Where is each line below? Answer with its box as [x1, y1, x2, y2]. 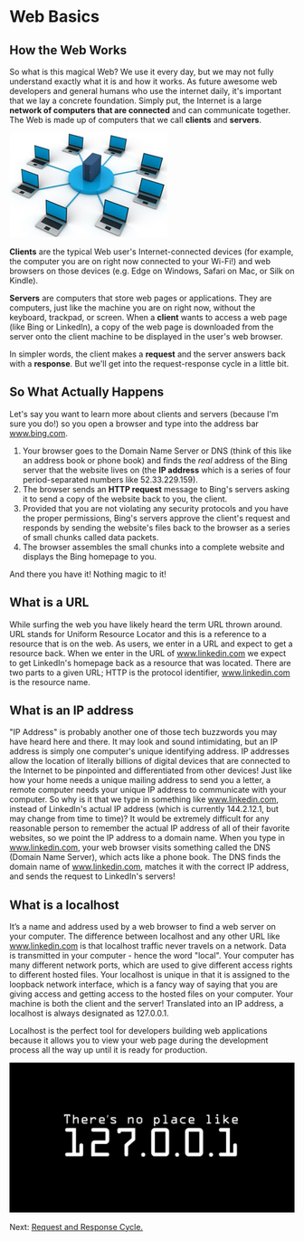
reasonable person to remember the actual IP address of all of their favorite [9, 823, 290, 834]
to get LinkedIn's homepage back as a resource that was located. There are [9, 657, 291, 668]
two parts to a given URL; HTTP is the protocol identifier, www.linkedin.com [9, 667, 291, 678]
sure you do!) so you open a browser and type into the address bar [9, 418, 260, 429]
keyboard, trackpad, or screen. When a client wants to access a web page [9, 312, 288, 322]
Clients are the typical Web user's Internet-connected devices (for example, [9, 246, 294, 257]
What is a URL [9, 595, 90, 610]
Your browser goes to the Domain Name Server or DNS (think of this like [22, 445, 292, 456]
